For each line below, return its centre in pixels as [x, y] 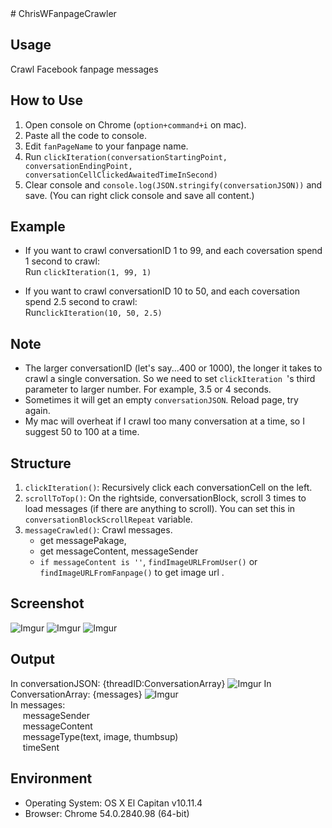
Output [32, 659]
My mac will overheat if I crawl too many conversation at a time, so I [164, 421]
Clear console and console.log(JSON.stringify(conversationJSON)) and [173, 184]
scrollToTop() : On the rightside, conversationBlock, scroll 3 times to [165, 498]
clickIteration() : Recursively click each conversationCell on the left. [168, 488]
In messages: [38, 704]
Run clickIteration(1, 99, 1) [88, 272]
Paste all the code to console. [85, 135]
